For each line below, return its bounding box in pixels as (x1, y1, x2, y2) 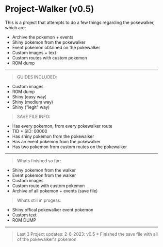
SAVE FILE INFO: (16, 114, 51, 119)
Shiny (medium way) (12, 99, 53, 105)
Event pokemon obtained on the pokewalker (12, 44, 100, 50)
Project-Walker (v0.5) (5, 3, 95, 15)
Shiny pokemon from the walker (12, 167, 76, 173)
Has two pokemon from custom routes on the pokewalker (12, 144, 127, 150)
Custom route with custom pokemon (12, 183, 85, 189)
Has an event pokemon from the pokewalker (12, 138, 101, 144)
